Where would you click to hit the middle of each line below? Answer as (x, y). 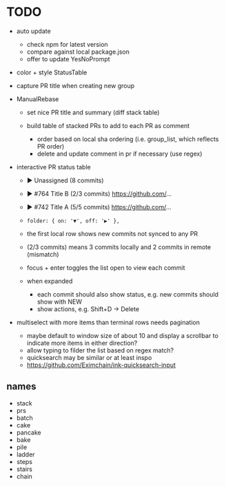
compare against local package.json (78, 52)
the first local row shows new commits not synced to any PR (112, 233)
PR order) (51, 146)
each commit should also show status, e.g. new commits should (127, 294)
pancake (29, 432)
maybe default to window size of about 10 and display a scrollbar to (122, 335)
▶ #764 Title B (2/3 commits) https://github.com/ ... (99, 193)
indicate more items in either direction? (82, 343)
